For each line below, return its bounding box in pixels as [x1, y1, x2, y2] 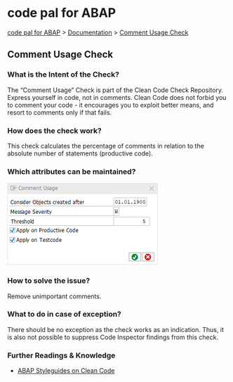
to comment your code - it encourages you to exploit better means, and [7, 101, 214, 109]
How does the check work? [7, 125, 102, 135]
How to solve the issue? [7, 276, 91, 286]
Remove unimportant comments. [7, 292, 102, 300]
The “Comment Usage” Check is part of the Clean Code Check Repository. [7, 86, 223, 94]
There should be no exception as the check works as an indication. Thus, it [7, 325, 225, 333]
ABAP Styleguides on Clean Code [17, 367, 115, 375]
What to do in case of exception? [7, 310, 121, 319]
